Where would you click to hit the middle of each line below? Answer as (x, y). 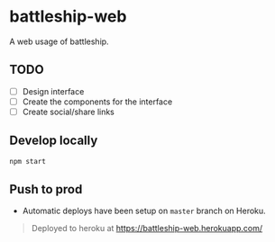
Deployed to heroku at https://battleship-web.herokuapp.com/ (147, 229)
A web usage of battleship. (60, 41)
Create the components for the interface (97, 102)
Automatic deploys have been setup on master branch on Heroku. (144, 211)
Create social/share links (69, 112)
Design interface (53, 91)
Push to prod (46, 189)
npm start (28, 161)
